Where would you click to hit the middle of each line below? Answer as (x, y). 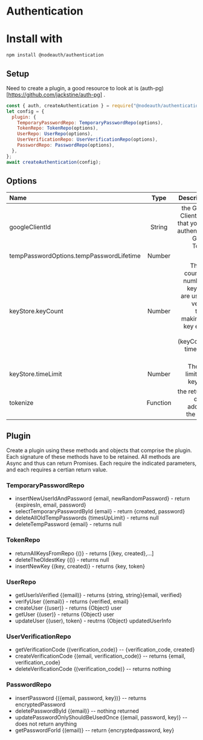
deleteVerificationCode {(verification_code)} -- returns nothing (93, 669)
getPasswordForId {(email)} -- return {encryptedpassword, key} (95, 730)
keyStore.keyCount (36, 312)
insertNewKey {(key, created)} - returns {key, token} (80, 566)
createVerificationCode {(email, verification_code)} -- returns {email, (100, 656)
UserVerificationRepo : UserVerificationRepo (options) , (88, 140)
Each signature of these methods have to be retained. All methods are (93, 457)
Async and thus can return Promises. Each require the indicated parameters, (101, 463)
